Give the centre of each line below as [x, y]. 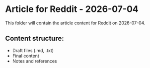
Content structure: [35, 38]
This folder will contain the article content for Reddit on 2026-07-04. [75, 23]
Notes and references [35, 61]
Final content [26, 56]
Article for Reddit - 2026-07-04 [72, 9]
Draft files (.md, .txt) [33, 50]
